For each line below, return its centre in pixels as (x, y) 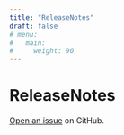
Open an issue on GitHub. (57, 121)
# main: (28, 43)
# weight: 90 (42, 51)
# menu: (24, 34)
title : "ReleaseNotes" (52, 18)
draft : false (34, 26)
